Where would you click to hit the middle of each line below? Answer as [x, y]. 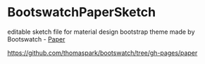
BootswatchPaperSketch [82, 12]
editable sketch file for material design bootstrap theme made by [101, 32]
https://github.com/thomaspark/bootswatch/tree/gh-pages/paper [103, 53]
